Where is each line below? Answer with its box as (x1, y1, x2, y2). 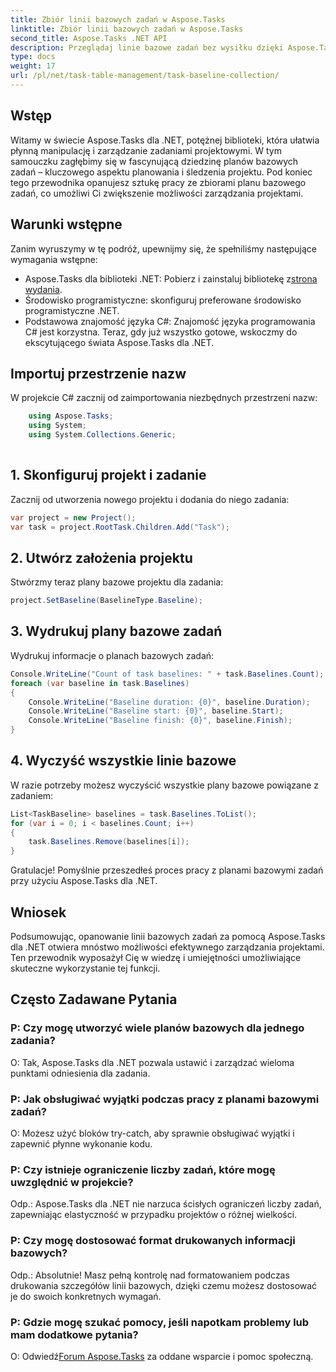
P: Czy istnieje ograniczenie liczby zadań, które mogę (10, 1162, 276, 1176)
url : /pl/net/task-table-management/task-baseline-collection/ (10, 71, 280, 81)
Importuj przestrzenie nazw (10, 365, 187, 382)
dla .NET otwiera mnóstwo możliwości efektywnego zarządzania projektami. (10, 941, 325, 953)
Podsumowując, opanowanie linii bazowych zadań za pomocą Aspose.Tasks (10, 931, 326, 942)
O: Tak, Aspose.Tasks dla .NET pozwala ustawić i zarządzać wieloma (10, 1056, 295, 1068)
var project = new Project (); (10, 512, 137, 523)
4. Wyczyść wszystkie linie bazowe (10, 752, 237, 770)
